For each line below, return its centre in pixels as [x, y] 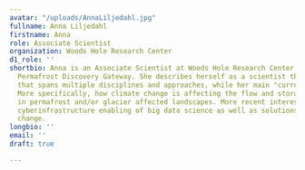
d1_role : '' [32, 60]
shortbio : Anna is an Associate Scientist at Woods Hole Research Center [152, 69]
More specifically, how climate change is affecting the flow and [146, 93]
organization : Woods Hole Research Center [91, 52]
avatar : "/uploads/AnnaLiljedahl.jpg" [83, 18]
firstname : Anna [40, 34]
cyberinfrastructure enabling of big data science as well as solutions [158, 110]
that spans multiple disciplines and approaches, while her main [144, 85]
